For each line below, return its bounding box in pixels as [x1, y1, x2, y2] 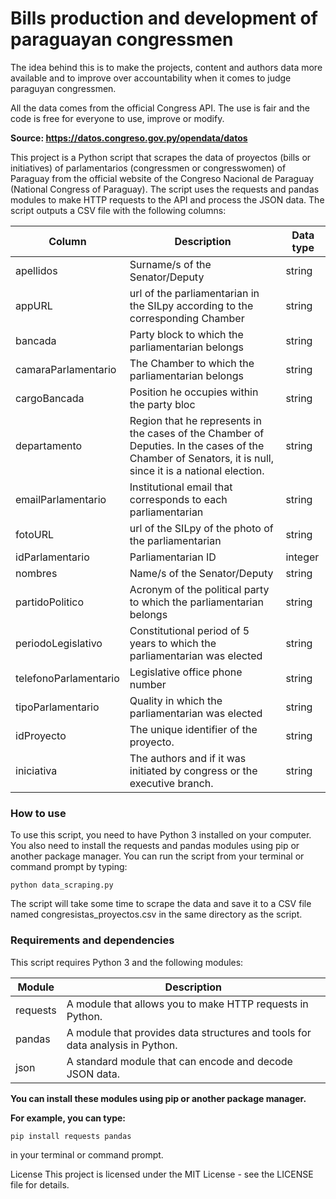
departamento [15, 438, 83, 452]
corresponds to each [129, 492, 228, 506]
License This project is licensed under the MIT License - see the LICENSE [10, 1168, 314, 1180]
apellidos [15, 263, 58, 277]
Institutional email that [129, 480, 233, 494]
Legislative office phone [129, 665, 243, 679]
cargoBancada [15, 391, 85, 405]
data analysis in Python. [66, 1038, 178, 1052]
